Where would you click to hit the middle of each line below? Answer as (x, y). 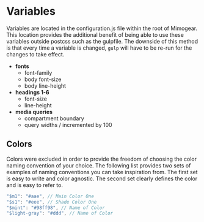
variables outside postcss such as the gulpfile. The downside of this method (102, 41)
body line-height (45, 86)
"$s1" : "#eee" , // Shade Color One (52, 202)
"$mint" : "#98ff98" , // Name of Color (56, 208)
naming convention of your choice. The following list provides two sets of (99, 165)
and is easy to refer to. (35, 185)
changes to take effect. (35, 54)
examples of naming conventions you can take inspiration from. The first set (102, 172)
